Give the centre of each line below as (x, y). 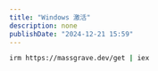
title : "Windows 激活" (50, 17)
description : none (43, 26)
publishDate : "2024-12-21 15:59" (71, 34)
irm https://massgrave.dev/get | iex (79, 59)
